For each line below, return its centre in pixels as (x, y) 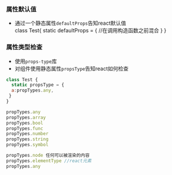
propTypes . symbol (27, 145)
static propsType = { (38, 85)
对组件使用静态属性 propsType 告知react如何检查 (72, 68)
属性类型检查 (24, 47)
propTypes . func (25, 128)
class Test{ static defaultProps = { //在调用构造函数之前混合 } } (90, 31)
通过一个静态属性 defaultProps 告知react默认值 (70, 23)
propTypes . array (26, 117)
